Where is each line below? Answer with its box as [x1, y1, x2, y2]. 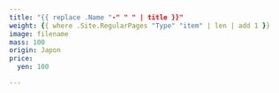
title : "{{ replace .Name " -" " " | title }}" [9, 12, 184, 22]
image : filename [9, 29, 69, 38]
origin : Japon [9, 46, 62, 55]
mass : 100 [9, 37, 46, 47]
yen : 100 [17, 63, 49, 72]
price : [9, 54, 34, 63]
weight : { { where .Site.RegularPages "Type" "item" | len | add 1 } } [9, 21, 271, 30]
